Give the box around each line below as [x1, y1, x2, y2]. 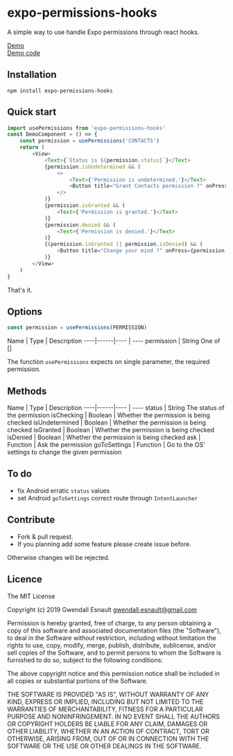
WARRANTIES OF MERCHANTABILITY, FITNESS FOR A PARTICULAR [7, 705, 203, 713]
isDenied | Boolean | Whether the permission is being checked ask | [7, 433, 201, 442]
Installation [7, 69, 57, 81]
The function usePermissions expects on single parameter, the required [7, 358, 210, 366]
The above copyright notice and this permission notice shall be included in [7, 669, 220, 677]
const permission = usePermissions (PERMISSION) [7, 324, 148, 331]
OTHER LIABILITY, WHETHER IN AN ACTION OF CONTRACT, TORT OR [7, 727, 209, 735]
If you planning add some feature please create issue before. [17, 540, 192, 548]
